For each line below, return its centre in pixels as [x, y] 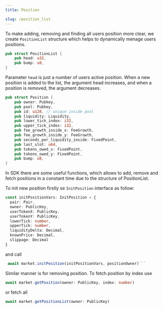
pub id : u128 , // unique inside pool [54, 111]
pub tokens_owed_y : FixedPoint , [48, 154]
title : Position [22, 10]
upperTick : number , [30, 226]
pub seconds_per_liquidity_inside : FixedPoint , [65, 140]
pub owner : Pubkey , [35, 102]
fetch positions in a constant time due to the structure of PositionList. [77, 178]
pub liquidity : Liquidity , [43, 116]
